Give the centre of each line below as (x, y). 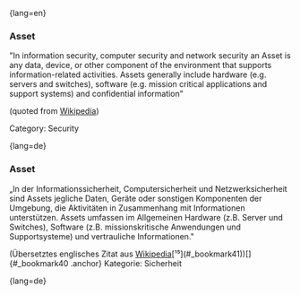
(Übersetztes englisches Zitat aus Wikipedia (90, 254)
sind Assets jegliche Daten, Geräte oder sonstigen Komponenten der (136, 198)
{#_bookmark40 (39, 263)
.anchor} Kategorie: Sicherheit (126, 263)
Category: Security (44, 128)
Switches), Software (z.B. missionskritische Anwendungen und (125, 227)
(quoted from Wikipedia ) (55, 111)
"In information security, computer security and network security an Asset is (150, 56)
